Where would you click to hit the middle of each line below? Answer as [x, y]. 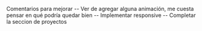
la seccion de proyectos [37, 22]
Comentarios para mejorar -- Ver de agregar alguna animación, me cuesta [100, 9]
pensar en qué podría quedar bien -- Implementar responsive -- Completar [101, 15]
